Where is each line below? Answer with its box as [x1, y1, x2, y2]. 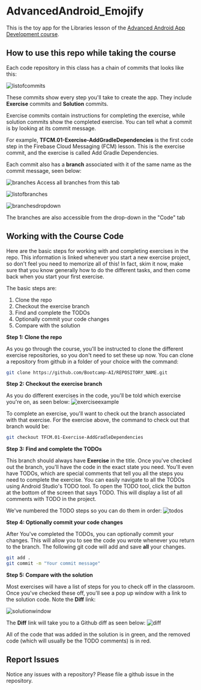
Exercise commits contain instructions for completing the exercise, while [6, 111, 185, 119]
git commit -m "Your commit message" [6, 561, 101, 567]
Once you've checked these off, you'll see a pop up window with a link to [6, 589, 187, 597]
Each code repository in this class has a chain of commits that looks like [6, 64, 184, 71]
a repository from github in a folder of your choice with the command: [6, 358, 179, 365]
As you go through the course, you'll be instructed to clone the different [6, 345, 184, 352]
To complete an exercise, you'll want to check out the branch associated [6, 410, 185, 417]
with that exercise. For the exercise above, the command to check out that [6, 417, 190, 424]
